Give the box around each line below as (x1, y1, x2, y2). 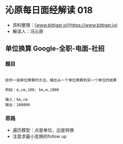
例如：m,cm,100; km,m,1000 (5, 87, 59, 92)
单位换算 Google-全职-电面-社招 (5, 44, 105, 53)
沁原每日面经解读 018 (5, 4, 93, 16)
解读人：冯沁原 (12, 28, 43, 34)
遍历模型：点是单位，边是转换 (12, 127, 74, 133)
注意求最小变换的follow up (12, 133, 67, 139)
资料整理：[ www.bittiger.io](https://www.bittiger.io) (12, 22, 118, 28)
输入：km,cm (5, 97, 28, 102)
